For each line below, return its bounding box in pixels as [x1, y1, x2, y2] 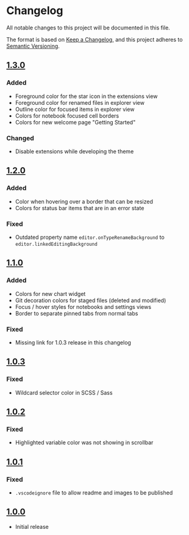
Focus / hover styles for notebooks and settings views [15, 303, 151, 310]
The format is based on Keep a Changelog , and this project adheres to [6, 36, 183, 43]
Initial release [15, 523, 49, 530]
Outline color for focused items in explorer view [15, 105, 135, 113]
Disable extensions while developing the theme [15, 148, 134, 155]
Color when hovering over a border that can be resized [15, 197, 154, 205]
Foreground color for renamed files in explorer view [15, 99, 145, 106]
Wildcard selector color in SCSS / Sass [15, 389, 113, 396]
